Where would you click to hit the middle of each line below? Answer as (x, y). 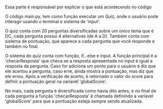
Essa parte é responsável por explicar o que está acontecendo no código (78, 7)
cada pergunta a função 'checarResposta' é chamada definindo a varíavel (79, 96)
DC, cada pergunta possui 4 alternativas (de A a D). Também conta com (77, 36)
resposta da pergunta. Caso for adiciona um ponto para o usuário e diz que (81, 66)
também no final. (22, 46)
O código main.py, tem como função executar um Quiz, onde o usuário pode (82, 16)
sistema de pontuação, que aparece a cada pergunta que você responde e (80, 41)
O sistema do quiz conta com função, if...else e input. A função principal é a (81, 56)
